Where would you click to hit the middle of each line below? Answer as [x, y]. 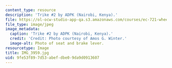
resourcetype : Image [27, 48]
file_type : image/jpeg [29, 24]
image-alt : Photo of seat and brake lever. [57, 43]
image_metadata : [23, 29]
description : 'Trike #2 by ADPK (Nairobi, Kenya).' [61, 15]
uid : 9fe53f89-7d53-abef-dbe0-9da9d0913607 [52, 58]
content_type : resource [31, 10]
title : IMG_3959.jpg [27, 53]
